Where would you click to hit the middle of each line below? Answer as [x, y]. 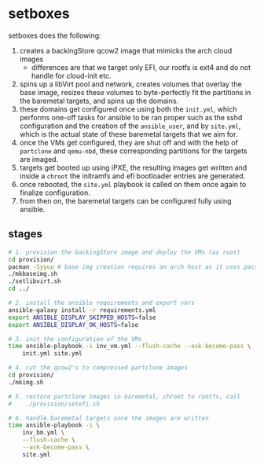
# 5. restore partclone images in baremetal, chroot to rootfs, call [125, 396]
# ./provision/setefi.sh [54, 404]
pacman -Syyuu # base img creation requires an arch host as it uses [125, 267]
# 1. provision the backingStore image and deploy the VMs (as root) [125, 252]
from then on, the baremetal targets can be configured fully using [125, 200]
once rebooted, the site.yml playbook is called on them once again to [133, 184]
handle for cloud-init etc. [71, 75]
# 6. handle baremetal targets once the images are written [109, 418]
